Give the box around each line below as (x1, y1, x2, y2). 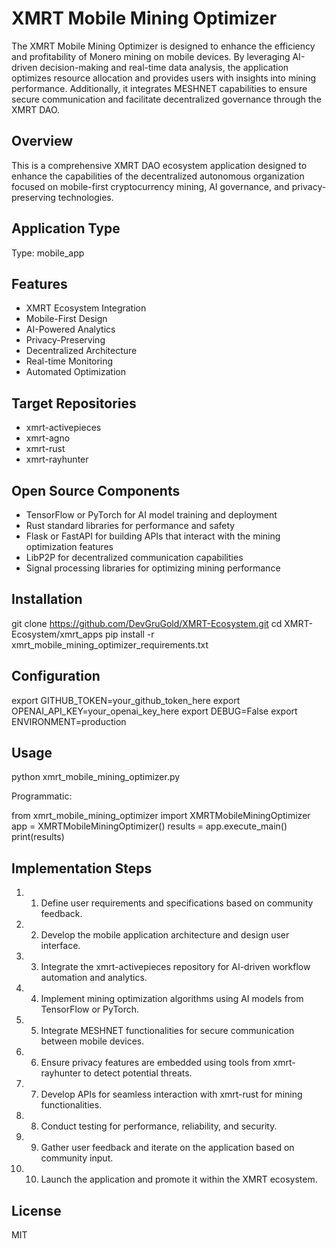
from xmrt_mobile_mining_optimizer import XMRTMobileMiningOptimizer (11, 810, 311, 822)
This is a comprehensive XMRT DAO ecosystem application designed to (11, 159, 308, 171)
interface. (40, 940, 81, 952)
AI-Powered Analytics (25, 323, 116, 336)
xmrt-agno (25, 432, 71, 444)
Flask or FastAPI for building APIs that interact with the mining (25, 530, 281, 542)
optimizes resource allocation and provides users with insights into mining (11, 72, 317, 84)
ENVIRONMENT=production (11, 715, 127, 727)
